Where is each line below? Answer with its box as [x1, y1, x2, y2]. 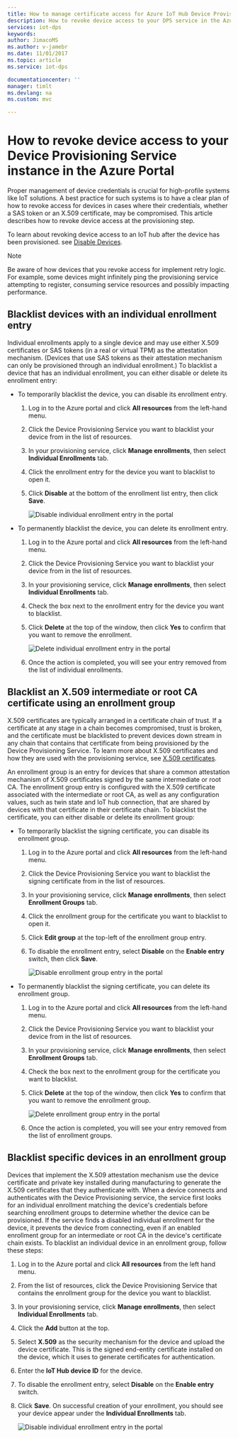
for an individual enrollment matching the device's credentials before [7, 1201, 208, 1209]
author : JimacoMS [7, 37, 59, 44]
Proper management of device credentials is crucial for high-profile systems [7, 186, 230, 195]
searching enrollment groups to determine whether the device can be [7, 1208, 210, 1216]
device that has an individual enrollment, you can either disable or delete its [7, 369, 228, 377]
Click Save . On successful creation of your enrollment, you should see [17, 1401, 224, 1410]
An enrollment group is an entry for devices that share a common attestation [7, 768, 230, 776]
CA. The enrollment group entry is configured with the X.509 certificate [7, 783, 216, 791]
